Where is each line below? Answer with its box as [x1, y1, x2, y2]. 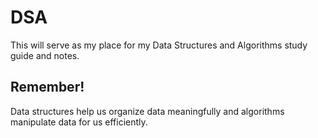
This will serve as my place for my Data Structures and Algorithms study [10, 39, 308, 51]
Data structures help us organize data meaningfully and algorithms [10, 105, 285, 117]
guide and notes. [10, 49, 80, 61]
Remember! [10, 79, 85, 96]
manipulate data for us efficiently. [10, 116, 148, 128]
